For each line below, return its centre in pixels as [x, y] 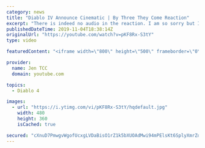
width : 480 [31, 113]
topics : [16, 85]
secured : [17, 135]
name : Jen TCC [30, 68]
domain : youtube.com [38, 74]
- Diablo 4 [26, 91]
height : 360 [32, 119]
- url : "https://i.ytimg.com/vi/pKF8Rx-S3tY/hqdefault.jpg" [90, 108]
